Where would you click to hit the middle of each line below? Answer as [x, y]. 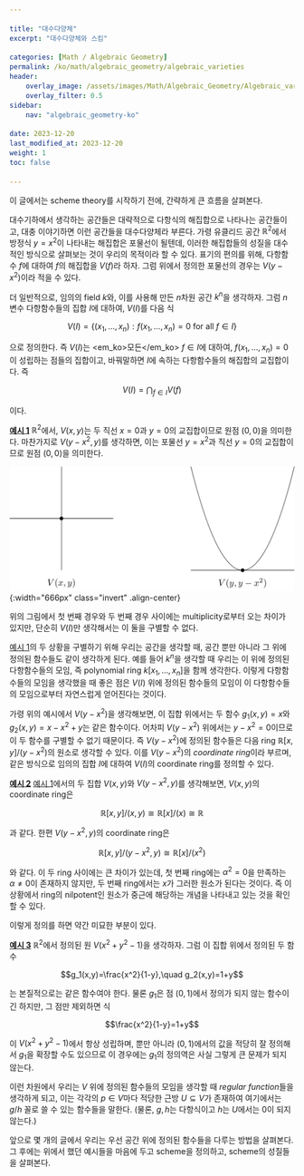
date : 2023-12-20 [42, 134]
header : [24, 77]
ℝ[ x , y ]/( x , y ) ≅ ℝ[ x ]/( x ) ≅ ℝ [152, 813]
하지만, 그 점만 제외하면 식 [65, 1006]
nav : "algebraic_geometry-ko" [83, 115]
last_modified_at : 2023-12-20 [66, 144]
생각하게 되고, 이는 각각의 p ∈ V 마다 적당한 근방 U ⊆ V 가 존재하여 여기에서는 [146, 1098]
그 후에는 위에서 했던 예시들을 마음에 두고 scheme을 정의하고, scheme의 [138, 1152]
